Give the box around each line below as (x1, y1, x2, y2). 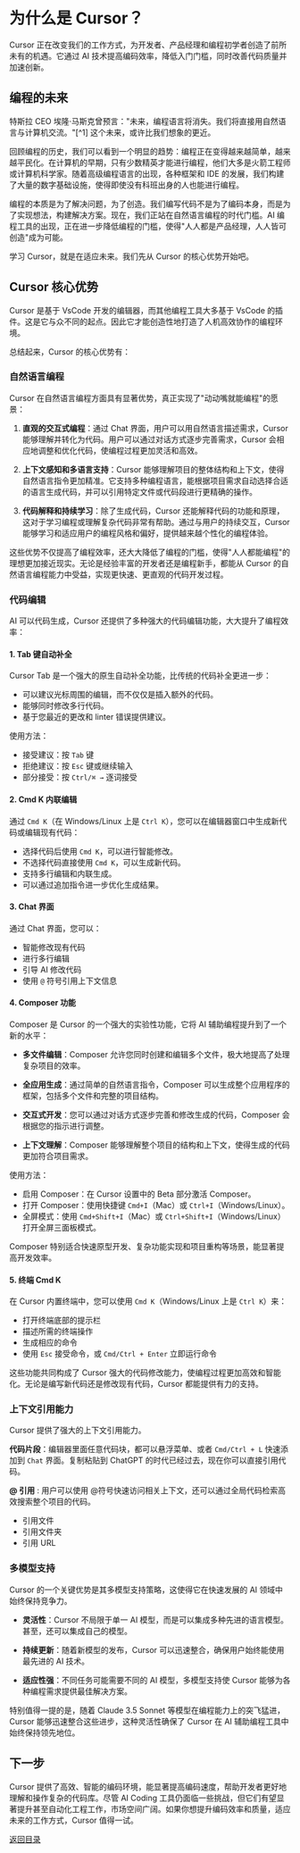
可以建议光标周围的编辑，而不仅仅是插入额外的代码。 (21, 689, 219, 700)
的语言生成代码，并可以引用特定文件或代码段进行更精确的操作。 (21, 486, 257, 497)
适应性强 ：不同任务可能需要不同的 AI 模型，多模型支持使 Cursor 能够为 (21, 1674, 283, 1685)
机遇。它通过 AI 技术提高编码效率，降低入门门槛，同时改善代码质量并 (32, 50, 287, 61)
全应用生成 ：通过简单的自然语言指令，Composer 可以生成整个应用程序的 (21, 1079, 290, 1089)
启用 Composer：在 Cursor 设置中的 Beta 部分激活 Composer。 (21, 1189, 256, 1199)
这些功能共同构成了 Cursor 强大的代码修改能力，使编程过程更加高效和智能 (9, 1367, 281, 1378)
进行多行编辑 (21, 953, 70, 964)
